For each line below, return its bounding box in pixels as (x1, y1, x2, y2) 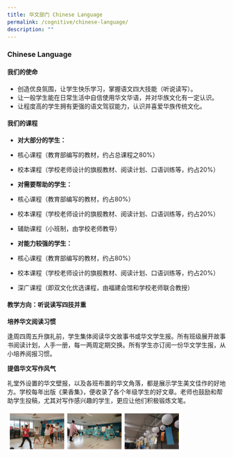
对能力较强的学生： (17, 239, 73, 247)
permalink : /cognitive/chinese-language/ (7, 18, 129, 26)
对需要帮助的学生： (17, 180, 73, 188)
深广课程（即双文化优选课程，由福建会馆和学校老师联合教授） (17, 283, 194, 292)
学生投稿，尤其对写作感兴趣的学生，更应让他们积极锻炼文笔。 (12, 396, 189, 404)
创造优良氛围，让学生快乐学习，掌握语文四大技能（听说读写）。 (17, 84, 197, 93)
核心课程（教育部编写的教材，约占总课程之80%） (17, 150, 159, 159)
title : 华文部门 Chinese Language (7, 11, 103, 18)
